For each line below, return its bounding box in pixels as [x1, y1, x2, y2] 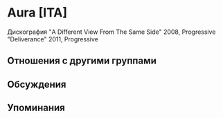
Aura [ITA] [7, 5, 68, 21]
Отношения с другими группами [7, 55, 157, 67]
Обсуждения [7, 78, 66, 90]
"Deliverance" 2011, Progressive [7, 35, 98, 43]
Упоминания [7, 102, 66, 114]
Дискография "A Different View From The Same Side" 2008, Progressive [7, 28, 216, 36]
